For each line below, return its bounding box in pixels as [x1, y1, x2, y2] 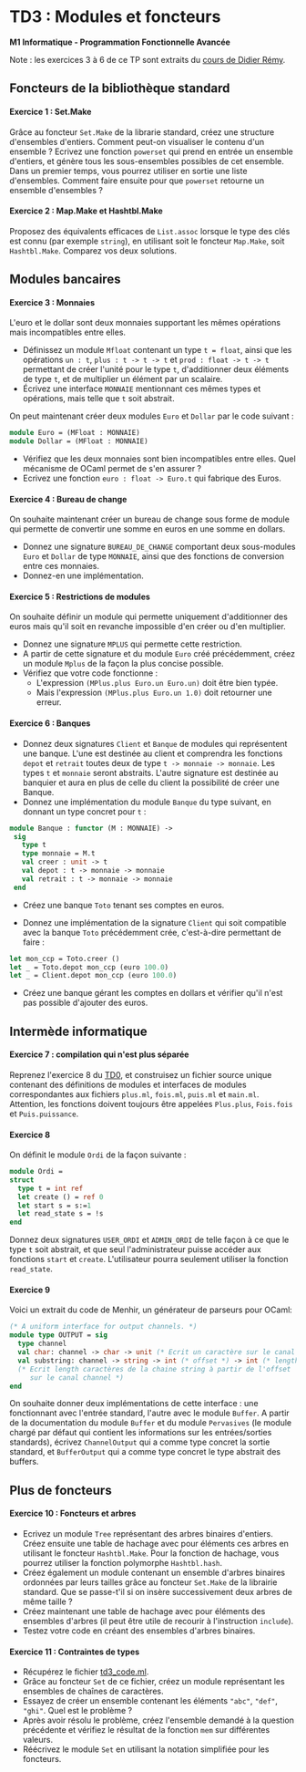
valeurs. [22, 1735, 53, 1746]
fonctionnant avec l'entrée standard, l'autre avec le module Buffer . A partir [9, 1407, 290, 1419]
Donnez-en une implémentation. [22, 570, 144, 581]
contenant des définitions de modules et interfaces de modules [9, 1079, 248, 1090]
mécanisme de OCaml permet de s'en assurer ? [22, 463, 202, 474]
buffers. [9, 1456, 39, 1467]
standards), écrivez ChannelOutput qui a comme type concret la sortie [9, 1436, 270, 1447]
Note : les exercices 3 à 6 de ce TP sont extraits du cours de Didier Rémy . [9, 54, 286, 65]
